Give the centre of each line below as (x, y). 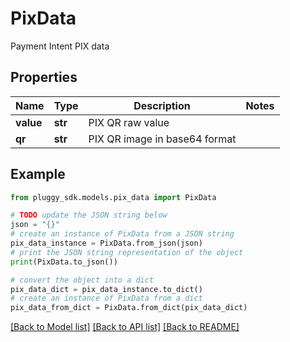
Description (162, 105)
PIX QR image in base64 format (162, 139)
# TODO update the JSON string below (89, 215)
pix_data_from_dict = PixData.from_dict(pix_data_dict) (129, 308)
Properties (44, 77)
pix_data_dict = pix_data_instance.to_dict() (106, 289)
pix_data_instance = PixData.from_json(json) (106, 243)
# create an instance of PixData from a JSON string (122, 234)
